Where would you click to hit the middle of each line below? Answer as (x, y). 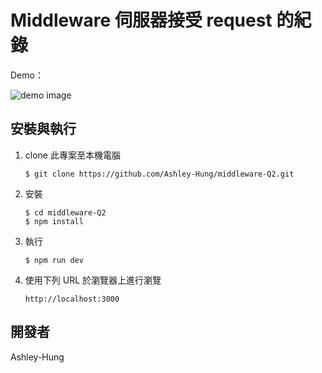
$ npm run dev (54, 260)
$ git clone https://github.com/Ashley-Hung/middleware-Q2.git (159, 174)
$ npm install (54, 221)
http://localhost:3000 (72, 299)
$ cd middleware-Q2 (65, 212)
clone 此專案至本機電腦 (72, 155)
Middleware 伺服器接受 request (141, 20)
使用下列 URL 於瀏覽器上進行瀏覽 (93, 280)
